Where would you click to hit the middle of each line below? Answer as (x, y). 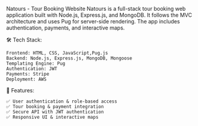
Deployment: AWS (26, 79)
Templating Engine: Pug (36, 64)
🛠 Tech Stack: (24, 40)
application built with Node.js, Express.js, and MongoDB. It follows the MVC (99, 15)
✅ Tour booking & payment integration (55, 107)
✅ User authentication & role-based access (62, 101)
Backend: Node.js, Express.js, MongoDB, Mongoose (69, 58)
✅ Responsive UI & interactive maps (52, 117)
